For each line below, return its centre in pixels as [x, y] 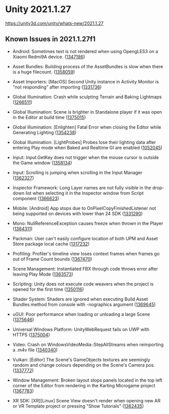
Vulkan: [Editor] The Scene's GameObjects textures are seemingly [81, 359]
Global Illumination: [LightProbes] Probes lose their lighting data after [84, 142]
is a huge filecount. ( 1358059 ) [44, 72]
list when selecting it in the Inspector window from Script [84, 193]
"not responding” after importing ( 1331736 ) [57, 87]
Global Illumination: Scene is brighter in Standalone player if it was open [87, 112]
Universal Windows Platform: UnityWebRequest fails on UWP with [81, 329]
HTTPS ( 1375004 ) [31, 335]
